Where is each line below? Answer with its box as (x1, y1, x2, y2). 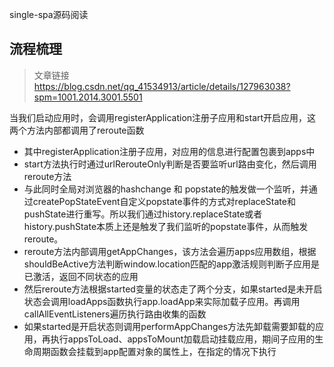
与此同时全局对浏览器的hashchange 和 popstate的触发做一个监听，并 (23, 183, 309, 195)
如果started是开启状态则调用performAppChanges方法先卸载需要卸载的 (23, 320, 316, 332)
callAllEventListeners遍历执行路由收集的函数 (23, 308, 207, 320)
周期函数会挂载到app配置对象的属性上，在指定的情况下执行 (32, 345, 277, 357)
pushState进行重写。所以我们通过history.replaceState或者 (23, 208, 263, 220)
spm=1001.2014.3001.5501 (33, 91, 143, 103)
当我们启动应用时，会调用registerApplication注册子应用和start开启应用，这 (9, 111, 317, 123)
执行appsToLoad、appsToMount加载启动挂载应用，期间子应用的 (50, 333, 316, 345)
